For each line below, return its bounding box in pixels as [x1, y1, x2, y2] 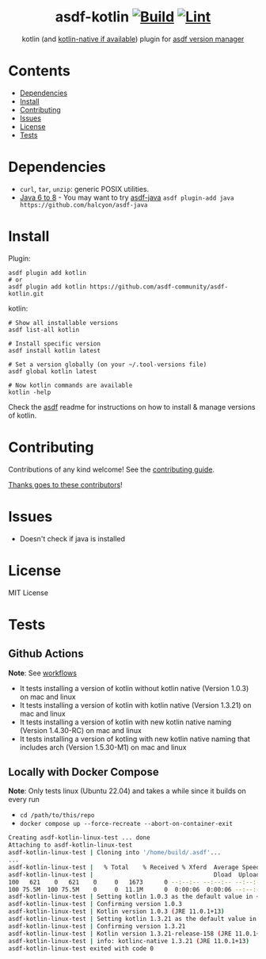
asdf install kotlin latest [8, 346, 101, 354]
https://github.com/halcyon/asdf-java [19, 201, 148, 209]
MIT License [8, 587, 49, 598]
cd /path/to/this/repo [19, 812, 95, 820]
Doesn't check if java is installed [19, 533, 125, 543]
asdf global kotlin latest [8, 367, 97, 376]
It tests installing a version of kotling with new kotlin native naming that [19, 734, 251, 743]
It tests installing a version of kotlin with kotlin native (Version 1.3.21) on [19, 700, 252, 709]
